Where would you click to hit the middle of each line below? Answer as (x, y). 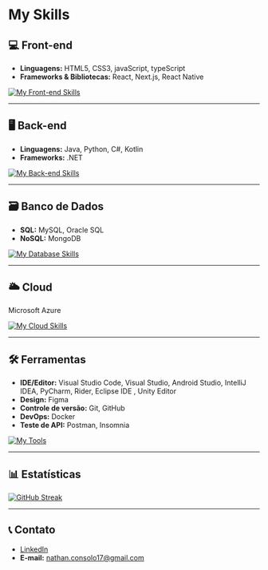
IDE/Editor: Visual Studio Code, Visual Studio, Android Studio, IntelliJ (133, 383)
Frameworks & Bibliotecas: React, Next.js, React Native (112, 77)
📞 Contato (32, 530)
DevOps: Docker (47, 417)
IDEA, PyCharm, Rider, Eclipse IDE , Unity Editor (98, 391)
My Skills (39, 15)
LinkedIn (34, 549)
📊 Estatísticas (45, 474)
